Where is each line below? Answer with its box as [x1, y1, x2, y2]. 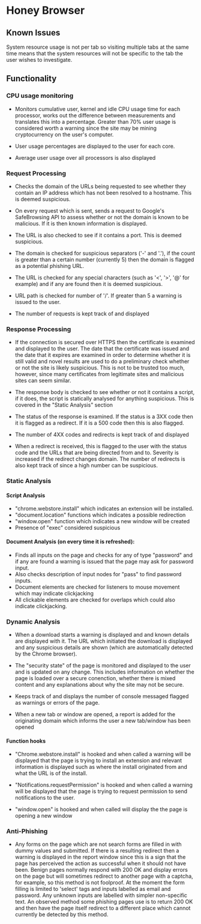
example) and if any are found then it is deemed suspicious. [14, 280, 163, 287]
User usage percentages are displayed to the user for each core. [14, 142, 175, 150]
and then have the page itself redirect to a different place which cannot [14, 905, 191, 912]
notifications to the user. [14, 794, 75, 801]
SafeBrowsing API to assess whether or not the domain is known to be [14, 213, 189, 220]
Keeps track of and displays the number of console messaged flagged [14, 692, 189, 700]
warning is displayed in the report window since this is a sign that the [14, 854, 186, 861]
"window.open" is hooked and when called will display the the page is [14, 806, 188, 813]
